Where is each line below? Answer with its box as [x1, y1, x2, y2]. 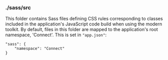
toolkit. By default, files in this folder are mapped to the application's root [5, 26, 158, 33]
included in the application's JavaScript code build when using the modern [5, 21, 162, 27]
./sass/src [5, 4, 32, 11]
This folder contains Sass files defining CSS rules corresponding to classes [5, 16, 163, 22]
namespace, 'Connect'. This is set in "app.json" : [5, 32, 107, 38]
